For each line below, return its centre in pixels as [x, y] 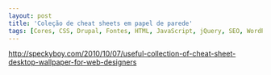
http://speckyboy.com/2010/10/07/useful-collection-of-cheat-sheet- [122, 54]
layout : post [30, 16]
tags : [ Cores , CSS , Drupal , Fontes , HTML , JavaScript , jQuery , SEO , [126, 31]
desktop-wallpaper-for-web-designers [73, 62]
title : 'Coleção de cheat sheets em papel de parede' [101, 23]
